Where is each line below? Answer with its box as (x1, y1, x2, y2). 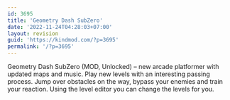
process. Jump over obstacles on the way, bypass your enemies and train (7, 77, 224, 85)
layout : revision (7, 30, 59, 37)
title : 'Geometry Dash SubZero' (7, 17, 103, 24)
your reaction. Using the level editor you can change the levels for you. (7, 85, 214, 93)
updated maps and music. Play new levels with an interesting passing (7, 70, 211, 78)
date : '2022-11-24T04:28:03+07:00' (7, 23, 113, 30)
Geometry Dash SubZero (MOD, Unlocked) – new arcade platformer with (7, 63, 219, 70)
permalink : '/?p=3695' (7, 43, 75, 50)
